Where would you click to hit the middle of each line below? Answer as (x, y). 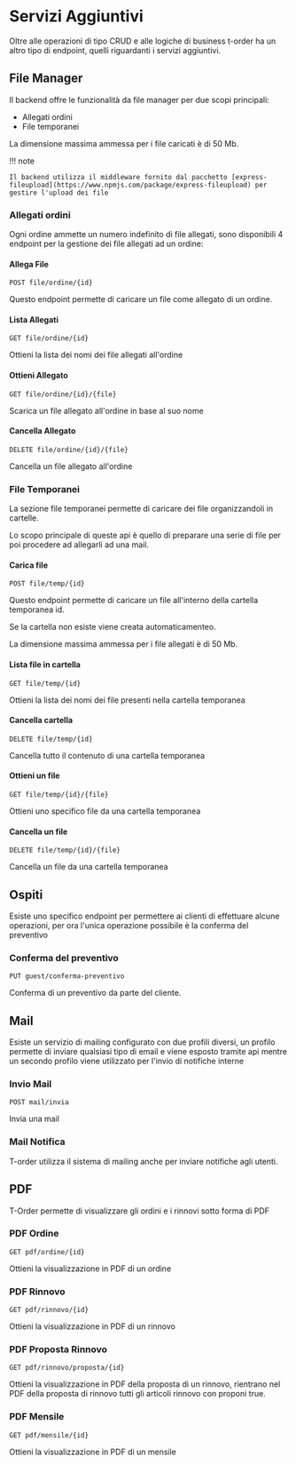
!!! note (22, 161)
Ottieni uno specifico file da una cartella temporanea (105, 811)
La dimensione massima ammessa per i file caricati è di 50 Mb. (124, 143)
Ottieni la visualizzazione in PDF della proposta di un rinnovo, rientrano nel (145, 1384)
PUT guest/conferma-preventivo (67, 976)
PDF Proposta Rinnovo (58, 1349)
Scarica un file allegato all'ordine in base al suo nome (106, 410)
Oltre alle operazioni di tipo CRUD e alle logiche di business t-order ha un (143, 41)
